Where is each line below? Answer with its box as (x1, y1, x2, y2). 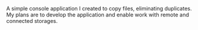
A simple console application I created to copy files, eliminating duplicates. (6, 5, 192, 12)
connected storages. (6, 18, 58, 24)
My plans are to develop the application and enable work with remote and (6, 11, 190, 18)
